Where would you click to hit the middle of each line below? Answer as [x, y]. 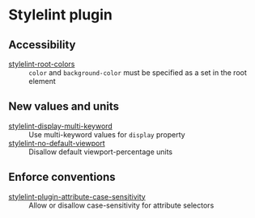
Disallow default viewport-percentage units [101, 152]
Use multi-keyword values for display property [107, 134]
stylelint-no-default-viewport [57, 143]
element [42, 81]
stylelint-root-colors [42, 64]
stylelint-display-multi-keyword [61, 126]
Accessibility [42, 45]
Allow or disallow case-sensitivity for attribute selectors [121, 205]
